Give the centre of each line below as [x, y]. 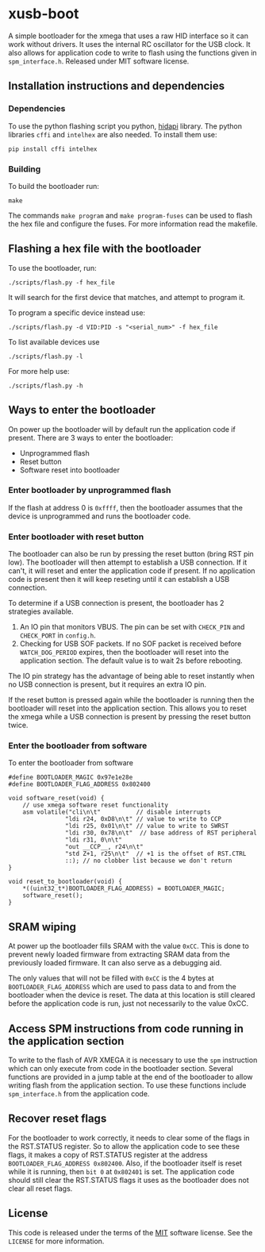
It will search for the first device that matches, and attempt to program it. [127, 297]
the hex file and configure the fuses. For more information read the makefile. [133, 224]
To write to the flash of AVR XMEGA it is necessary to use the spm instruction [133, 1060]
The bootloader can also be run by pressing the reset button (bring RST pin [131, 554]
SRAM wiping [42, 927]
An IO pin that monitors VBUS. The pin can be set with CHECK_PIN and [132, 627]
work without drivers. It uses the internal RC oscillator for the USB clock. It [130, 44]
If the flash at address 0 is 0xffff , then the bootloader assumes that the [126, 507]
